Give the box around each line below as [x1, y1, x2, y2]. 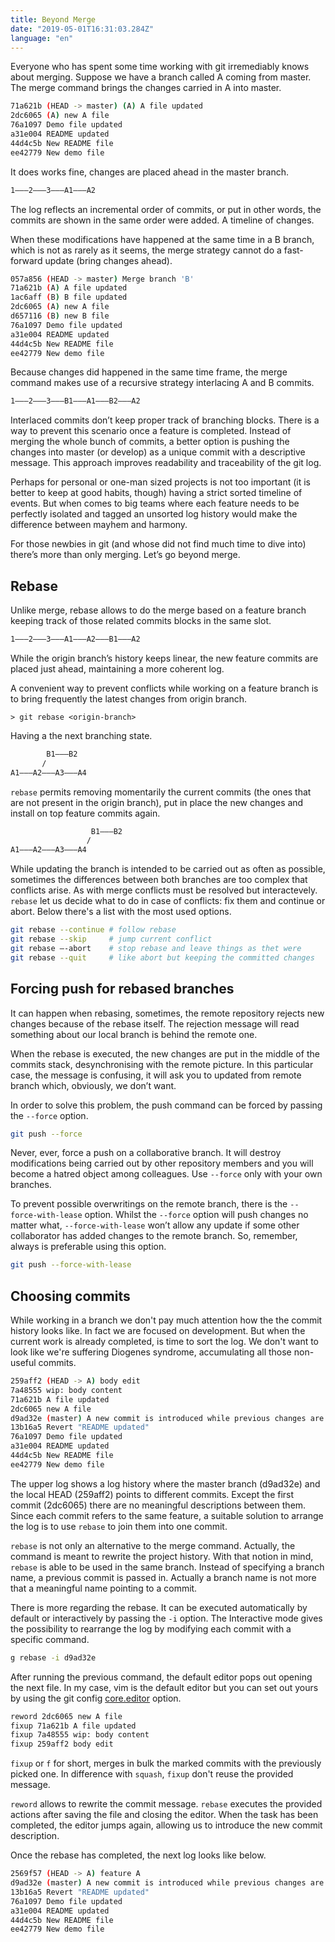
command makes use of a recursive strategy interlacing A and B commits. [10, 377, 315, 389]
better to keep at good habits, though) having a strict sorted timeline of [10, 487, 303, 499]
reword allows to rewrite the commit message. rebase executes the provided [10, 1798, 323, 1810]
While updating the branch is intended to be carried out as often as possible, [10, 863, 326, 875]
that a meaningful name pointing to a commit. [10, 1582, 198, 1594]
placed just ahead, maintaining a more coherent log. [10, 662, 225, 675]
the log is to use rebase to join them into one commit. [10, 1520, 228, 1532]
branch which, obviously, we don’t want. [10, 1079, 177, 1091]
